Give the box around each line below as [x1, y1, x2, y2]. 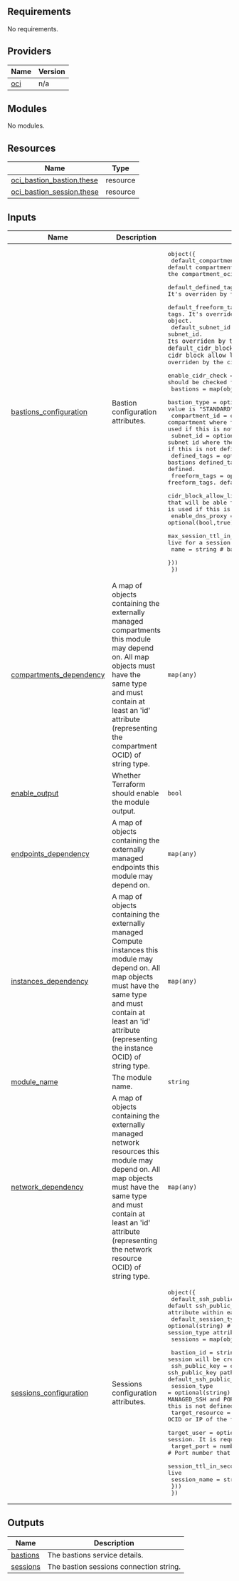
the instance [111, 1044, 154, 1054]
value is [167, 406, 196, 413]
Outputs [7, 1517, 45, 1529]
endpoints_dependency [11, 849, 90, 859]
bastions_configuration [11, 406, 87, 416]
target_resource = [171, 1409, 231, 1417]
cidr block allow [167, 351, 226, 359]
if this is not [167, 446, 217, 453]
